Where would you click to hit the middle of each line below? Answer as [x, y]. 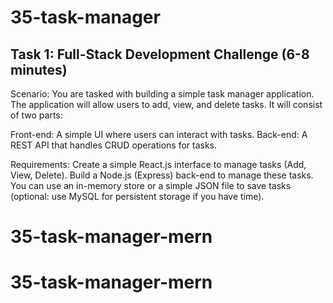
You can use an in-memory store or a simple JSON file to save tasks [151, 185]
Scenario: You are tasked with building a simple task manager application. [162, 94]
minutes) [39, 69]
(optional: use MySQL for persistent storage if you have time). [137, 196]
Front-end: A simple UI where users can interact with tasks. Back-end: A [159, 134]
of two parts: [36, 115]
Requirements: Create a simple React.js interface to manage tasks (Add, [158, 164]
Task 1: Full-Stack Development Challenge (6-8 [160, 54]
